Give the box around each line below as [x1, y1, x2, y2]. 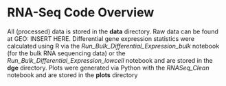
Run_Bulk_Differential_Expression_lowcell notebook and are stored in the [7, 56, 213, 64]
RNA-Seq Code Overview [7, 5, 155, 20]
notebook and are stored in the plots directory [7, 70, 138, 79]
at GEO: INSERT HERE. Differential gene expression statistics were [7, 34, 194, 42]
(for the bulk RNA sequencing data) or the [7, 49, 126, 57]
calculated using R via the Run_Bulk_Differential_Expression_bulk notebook [7, 42, 220, 50]
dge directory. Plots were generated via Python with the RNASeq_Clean [7, 63, 210, 72]
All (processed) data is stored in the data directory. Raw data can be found [7, 27, 218, 35]
